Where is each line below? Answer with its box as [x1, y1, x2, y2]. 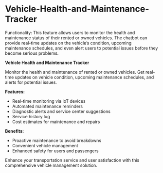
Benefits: [5, 128, 24, 134]
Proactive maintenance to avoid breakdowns [12, 137, 102, 143]
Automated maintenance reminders [12, 103, 83, 109]
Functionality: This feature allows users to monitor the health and [5, 30, 135, 35]
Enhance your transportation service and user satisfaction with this [5, 157, 140, 163]
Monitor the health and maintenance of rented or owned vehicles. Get [5, 69, 145, 75]
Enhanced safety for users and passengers [12, 148, 99, 154]
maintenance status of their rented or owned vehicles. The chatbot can [5, 35, 147, 41]
